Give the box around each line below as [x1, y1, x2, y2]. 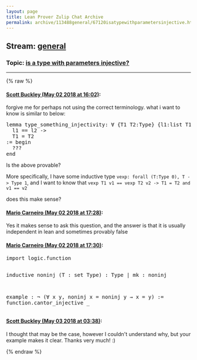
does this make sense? [6, 196, 62, 203]
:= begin [6, 139, 31, 146]
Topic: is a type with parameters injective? [6, 59, 130, 67]
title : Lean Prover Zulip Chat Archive [6, 14, 104, 20]
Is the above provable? [6, 162, 61, 169]
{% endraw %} [6, 348, 42, 355]
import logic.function [6, 255, 72, 261]
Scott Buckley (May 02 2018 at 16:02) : [6, 91, 101, 98]
